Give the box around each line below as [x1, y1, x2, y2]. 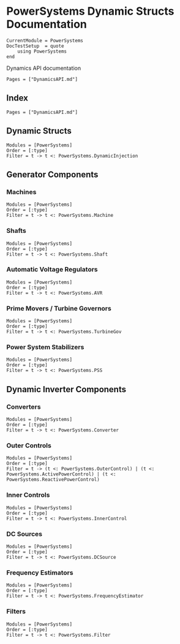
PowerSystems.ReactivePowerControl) [6, 477, 100, 483]
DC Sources [6, 529, 43, 538]
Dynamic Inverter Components [6, 384, 127, 395]
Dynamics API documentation [6, 64, 81, 72]
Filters [6, 607, 26, 616]
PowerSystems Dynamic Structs [6, 4, 174, 18]
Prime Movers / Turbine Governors [6, 304, 111, 313]
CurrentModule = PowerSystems [6, 37, 84, 44]
